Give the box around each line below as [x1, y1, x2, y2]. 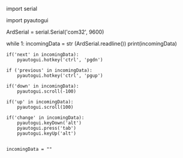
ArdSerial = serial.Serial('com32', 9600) [6, 28, 104, 35]
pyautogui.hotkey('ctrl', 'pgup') [17, 73, 103, 79]
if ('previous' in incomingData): [6, 67, 93, 73]
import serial [6, 5, 38, 12]
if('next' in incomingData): [6, 52, 79, 58]
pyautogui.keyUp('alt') [17, 130, 77, 136]
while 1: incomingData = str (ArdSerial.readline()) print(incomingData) [6, 40, 177, 47]
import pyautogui [6, 17, 49, 23]
